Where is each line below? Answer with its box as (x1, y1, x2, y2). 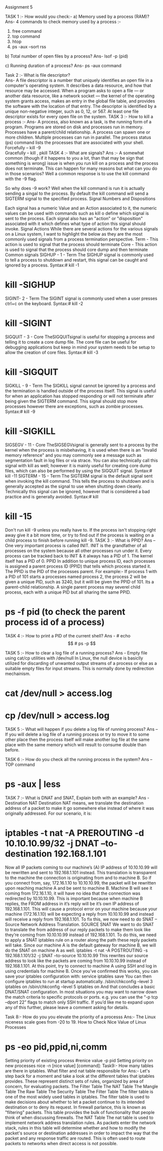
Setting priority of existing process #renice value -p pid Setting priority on (5, 1057, 153, 1063)
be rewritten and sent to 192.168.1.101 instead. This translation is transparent (5, 869, 157, 875)
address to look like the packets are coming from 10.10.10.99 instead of (5, 958, 147, 964)
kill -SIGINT (5, 318, 52, 329)
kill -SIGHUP (5, 279, 56, 290)
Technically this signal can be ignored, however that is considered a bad (5, 488, 150, 494)
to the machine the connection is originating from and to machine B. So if (5, 875, 152, 881)
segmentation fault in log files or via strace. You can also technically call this (5, 457, 158, 463)
